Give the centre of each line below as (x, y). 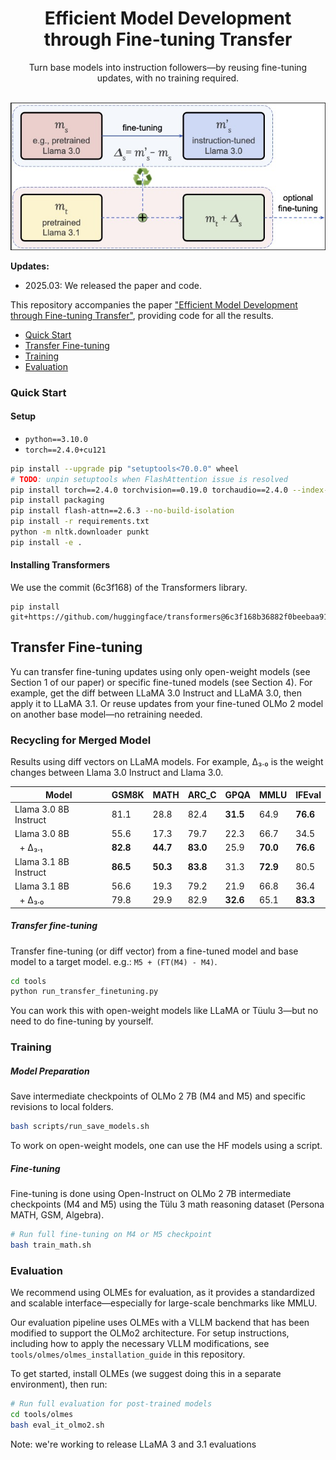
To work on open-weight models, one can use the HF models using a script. (166, 1146)
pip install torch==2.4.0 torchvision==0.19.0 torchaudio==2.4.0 (149, 490)
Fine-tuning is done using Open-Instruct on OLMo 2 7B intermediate (151, 1194)
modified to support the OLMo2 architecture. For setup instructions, (150, 1333)
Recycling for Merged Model (81, 740)
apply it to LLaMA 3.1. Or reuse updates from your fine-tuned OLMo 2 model (167, 703)
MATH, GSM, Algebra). (57, 1215)
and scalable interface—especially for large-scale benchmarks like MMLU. (164, 1303)
